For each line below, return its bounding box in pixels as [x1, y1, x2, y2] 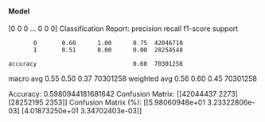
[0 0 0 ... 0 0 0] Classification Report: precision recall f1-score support [8, 24, 239, 33]
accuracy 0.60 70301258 [8, 60, 183, 68]
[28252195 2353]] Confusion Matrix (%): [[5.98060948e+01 [8, 97, 205, 107]
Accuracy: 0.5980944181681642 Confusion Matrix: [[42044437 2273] [8, 90, 239, 99]
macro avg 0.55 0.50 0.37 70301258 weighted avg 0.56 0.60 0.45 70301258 [8, 74, 257, 83]
